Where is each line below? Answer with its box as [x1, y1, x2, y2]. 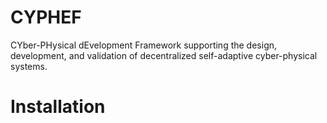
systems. [10, 60, 48, 72]
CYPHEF [10, 6, 82, 29]
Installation [10, 96, 106, 118]
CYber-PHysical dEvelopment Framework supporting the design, [10, 39, 278, 51]
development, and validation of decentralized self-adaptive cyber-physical [10, 49, 318, 61]
